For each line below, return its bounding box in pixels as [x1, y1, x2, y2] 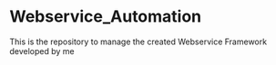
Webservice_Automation [9, 6, 202, 27]
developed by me [9, 45, 75, 56]
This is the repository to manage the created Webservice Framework [9, 36, 267, 47]
